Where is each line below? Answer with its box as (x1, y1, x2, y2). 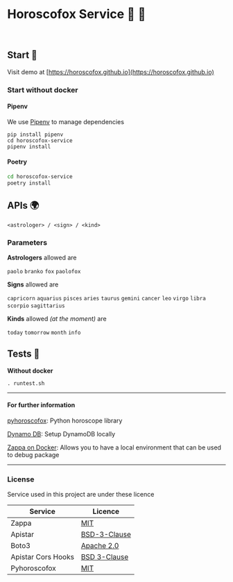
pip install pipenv (7, 131, 64, 138)
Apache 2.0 (80, 541, 119, 551)
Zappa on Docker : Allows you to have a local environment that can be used (7, 443, 222, 452)
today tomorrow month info (7, 329, 81, 336)
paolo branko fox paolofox (7, 268, 81, 275)
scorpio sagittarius (7, 302, 65, 309)
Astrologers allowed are (7, 253, 77, 262)
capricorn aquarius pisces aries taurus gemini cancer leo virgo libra (7, 295, 206, 302)
